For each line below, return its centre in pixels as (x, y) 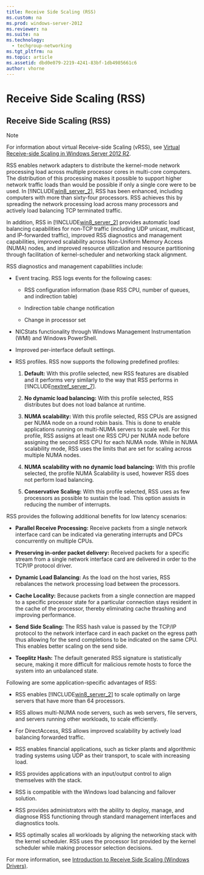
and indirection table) (51, 297)
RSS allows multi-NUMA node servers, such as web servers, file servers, (106, 713)
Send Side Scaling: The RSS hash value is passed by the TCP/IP (96, 627)
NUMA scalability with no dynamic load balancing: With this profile (110, 467)
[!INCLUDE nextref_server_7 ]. (60, 386)
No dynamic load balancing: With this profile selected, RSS (99, 398)
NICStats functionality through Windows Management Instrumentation (103, 332)
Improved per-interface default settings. (65, 350)
